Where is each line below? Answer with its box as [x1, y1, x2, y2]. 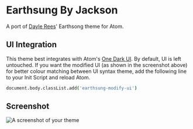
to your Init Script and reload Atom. [6, 74, 91, 81]
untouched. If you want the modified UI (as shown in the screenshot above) [6, 61, 188, 68]
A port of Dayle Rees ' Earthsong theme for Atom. [6, 23, 124, 30]
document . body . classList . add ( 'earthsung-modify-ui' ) [6, 85, 137, 91]
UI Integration [6, 40, 57, 50]
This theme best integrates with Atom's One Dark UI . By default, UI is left [6, 55, 181, 62]
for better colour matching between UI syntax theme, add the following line [6, 68, 187, 75]
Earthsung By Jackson [6, 4, 118, 17]
